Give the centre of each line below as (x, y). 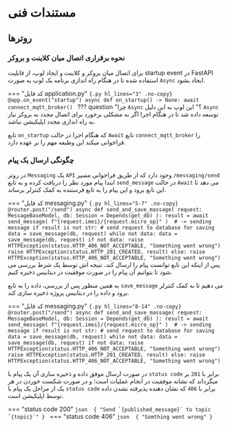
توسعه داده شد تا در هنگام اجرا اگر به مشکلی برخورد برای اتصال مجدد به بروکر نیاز (113, 114)
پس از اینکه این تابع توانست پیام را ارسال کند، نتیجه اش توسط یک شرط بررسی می (114, 265)
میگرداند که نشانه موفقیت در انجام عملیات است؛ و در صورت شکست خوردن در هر (113, 381)
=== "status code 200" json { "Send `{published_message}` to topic (109, 409)
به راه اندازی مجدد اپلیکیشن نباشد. (52, 121)
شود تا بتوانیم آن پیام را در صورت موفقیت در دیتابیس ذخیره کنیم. (90, 272)
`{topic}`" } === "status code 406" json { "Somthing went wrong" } (110, 417)
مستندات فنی (42, 13)
